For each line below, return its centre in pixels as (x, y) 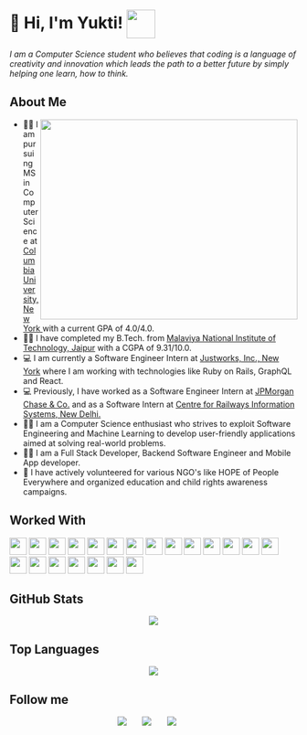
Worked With (48, 521)
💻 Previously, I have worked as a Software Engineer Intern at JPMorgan (158, 391)
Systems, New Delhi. (62, 414)
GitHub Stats (47, 599)
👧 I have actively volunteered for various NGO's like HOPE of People (151, 472)
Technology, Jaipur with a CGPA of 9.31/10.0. (107, 347)
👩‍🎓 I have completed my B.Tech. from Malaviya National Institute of (149, 337)
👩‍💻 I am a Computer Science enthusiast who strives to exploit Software (157, 423)
